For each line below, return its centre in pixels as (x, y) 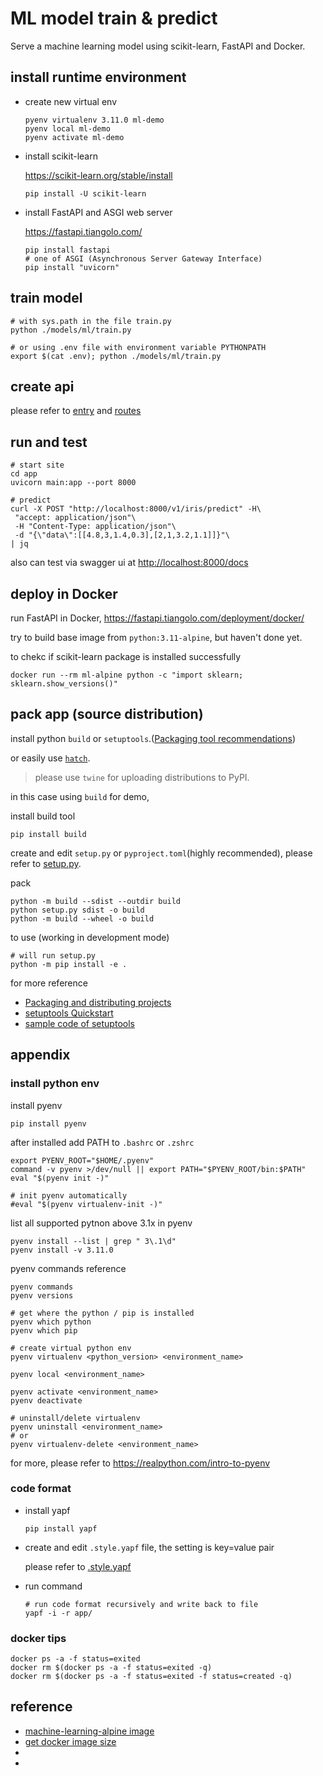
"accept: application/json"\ (75, 518)
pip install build (48, 834)
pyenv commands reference (68, 1268)
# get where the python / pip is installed (102, 1313)
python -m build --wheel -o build (82, 918)
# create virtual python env (71, 1348)
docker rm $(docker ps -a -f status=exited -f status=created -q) (151, 1677)
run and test (49, 442)
